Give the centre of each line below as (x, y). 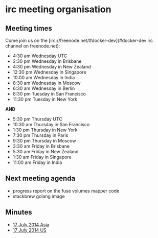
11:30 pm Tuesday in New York (45, 99)
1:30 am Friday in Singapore (42, 157)
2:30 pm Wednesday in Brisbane (47, 61)
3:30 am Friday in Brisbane (41, 146)
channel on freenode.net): (33, 46)
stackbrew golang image (39, 196)
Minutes (19, 212)
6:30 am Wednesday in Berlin (44, 88)
